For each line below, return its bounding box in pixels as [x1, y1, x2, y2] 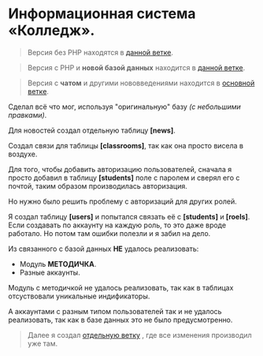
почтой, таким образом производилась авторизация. [8, 181, 187, 190]
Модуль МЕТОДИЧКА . [19, 259, 97, 268]
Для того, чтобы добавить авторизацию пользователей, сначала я [8, 164, 232, 174]
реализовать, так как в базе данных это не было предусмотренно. [8, 315, 233, 324]
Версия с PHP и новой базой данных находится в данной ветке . [27, 62, 246, 72]
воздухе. [8, 149, 38, 159]
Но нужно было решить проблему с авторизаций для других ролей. [8, 197, 238, 206]
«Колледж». [8, 21, 95, 39]
